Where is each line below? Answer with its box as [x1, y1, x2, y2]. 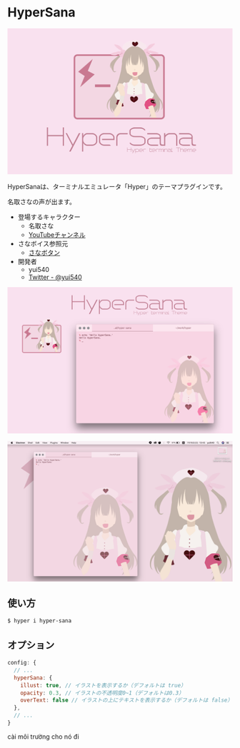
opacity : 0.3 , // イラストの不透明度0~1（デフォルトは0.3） [20, 689, 184, 697]
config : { [7, 659, 37, 667]
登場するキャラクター [17, 213, 81, 221]
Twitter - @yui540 [28, 273, 82, 282]
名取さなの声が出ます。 [7, 198, 76, 206]
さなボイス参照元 [17, 240, 69, 248]
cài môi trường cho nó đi [7, 732, 80, 741]
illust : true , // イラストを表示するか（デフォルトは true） [20, 682, 186, 689]
